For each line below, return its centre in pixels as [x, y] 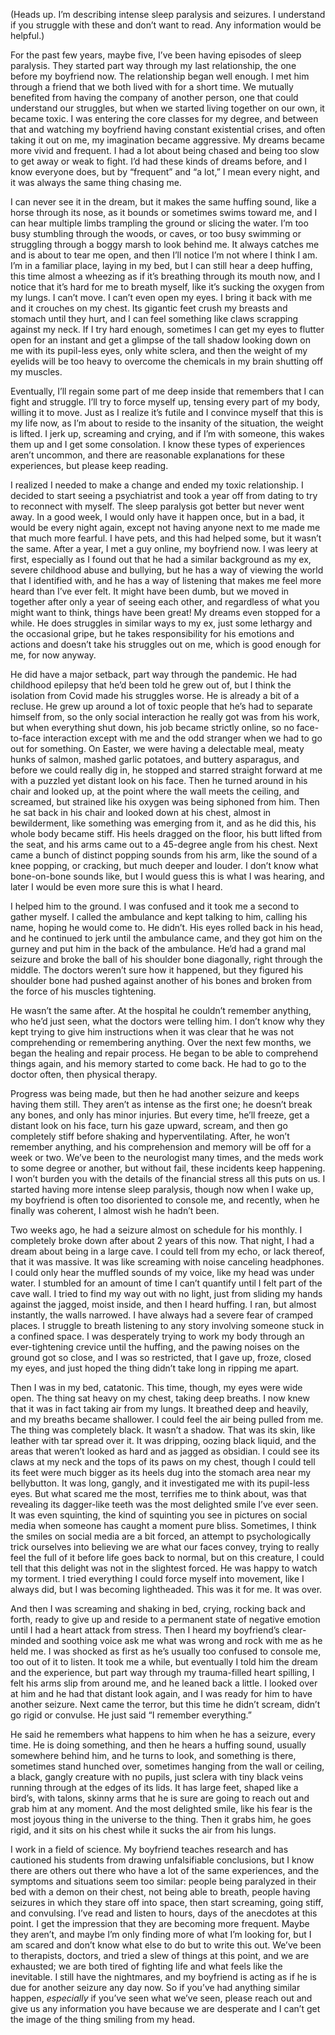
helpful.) [27, 35]
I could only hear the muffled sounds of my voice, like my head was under [162, 1272]
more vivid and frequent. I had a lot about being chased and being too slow [165, 150]
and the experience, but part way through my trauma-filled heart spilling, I [162, 1672]
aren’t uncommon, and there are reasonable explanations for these [147, 455]
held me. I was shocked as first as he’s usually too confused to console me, [166, 1651]
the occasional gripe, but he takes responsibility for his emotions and [152, 633]
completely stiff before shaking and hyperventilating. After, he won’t [150, 1136]
